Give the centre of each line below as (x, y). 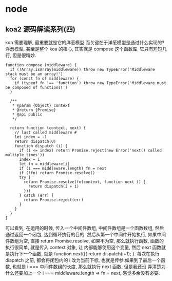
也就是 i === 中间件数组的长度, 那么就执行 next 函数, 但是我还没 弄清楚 (87, 267)
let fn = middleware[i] (44, 164)
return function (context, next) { (48, 128)
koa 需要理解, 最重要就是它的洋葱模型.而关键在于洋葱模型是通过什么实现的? (85, 42)
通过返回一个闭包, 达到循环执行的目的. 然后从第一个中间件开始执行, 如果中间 (85, 235)
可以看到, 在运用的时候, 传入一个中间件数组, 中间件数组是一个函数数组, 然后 (85, 228)
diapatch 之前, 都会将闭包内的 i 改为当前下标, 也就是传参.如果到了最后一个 (83, 260)
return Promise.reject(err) (54, 200)
